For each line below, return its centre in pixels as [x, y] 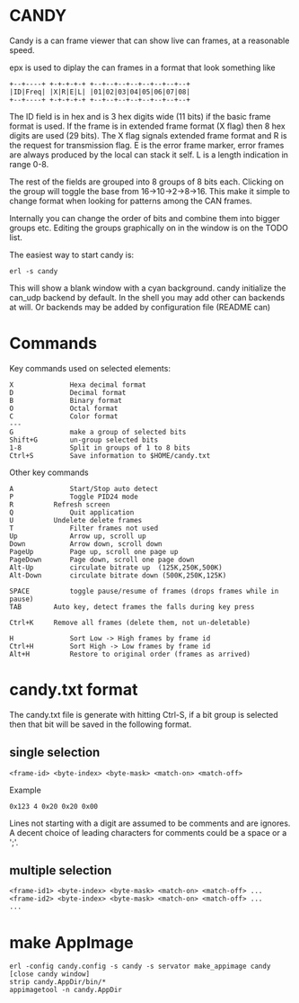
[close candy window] [50, 974]
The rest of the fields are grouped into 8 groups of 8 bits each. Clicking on [147, 182]
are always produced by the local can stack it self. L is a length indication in [149, 155]
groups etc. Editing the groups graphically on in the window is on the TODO [149, 228]
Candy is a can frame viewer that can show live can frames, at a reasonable [149, 40]
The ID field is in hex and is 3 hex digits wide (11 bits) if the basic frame [140, 116]
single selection [55, 752]
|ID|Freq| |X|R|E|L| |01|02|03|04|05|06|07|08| [100, 92]
